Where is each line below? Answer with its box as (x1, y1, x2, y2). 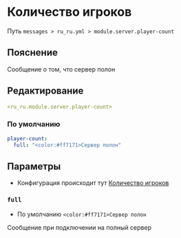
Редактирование (7, 85, 84, 97)
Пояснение (7, 47, 58, 58)
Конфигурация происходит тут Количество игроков (17, 179, 169, 187)
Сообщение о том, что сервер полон (7, 65, 116, 73)
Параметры (7, 160, 61, 172)
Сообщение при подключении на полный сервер (7, 223, 151, 231)
